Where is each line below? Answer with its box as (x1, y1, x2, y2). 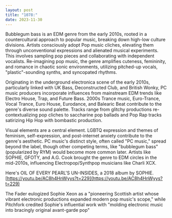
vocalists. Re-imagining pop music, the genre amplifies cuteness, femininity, (5, 58, 166, 65)
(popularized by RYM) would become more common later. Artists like (5, 149, 151, 155)
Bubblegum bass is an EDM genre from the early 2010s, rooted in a (5, 31, 147, 37)
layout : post (5, 7, 33, 13)
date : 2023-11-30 (5, 17, 43, 22)
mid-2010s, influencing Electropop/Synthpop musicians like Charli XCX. (5, 160, 157, 166)
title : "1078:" (5, 12, 38, 17)
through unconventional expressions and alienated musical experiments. (5, 47, 159, 54)
